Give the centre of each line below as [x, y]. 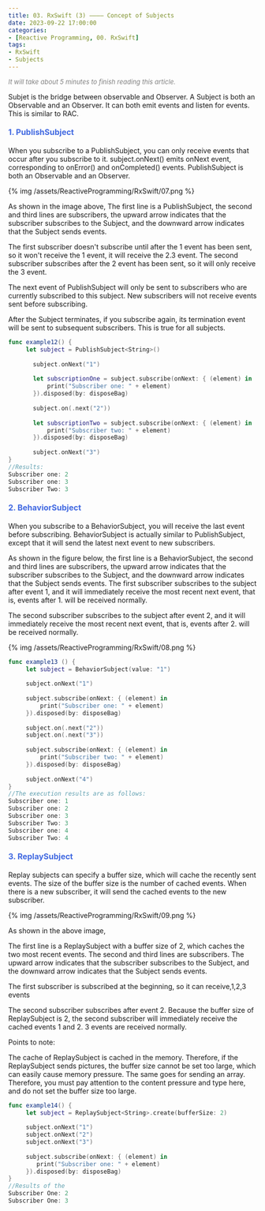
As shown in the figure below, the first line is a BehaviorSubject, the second [131, 558]
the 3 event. [28, 272]
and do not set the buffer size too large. [73, 1091]
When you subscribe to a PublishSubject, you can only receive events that [129, 151]
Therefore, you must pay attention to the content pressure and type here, [127, 1082]
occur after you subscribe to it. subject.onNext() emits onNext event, [119, 159]
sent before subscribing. [48, 304]
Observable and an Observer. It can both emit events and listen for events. [129, 105]
